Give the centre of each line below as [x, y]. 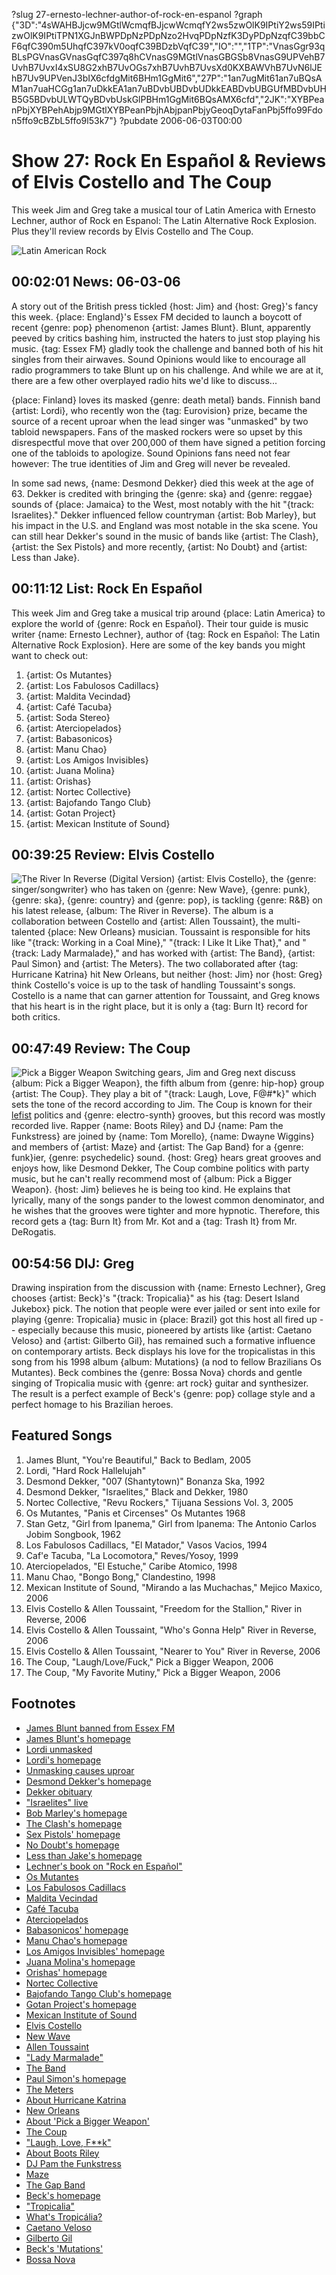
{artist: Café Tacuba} [69, 706]
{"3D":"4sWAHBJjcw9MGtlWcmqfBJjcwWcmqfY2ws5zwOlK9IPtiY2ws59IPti [168, 25]
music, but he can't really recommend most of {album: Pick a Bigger [152, 1179]
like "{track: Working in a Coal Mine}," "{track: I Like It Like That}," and [156, 943]
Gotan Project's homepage [81, 2004]
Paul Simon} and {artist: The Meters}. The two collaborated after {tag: [155, 964]
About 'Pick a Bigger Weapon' [87, 2121]
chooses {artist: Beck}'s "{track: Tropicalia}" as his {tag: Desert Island [155, 1298]
